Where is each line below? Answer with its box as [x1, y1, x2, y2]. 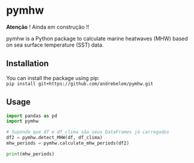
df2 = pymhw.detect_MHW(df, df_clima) [6, 135, 103, 141]
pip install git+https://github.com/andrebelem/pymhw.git [6, 81, 153, 87]
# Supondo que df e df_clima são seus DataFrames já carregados [6, 129, 170, 135]
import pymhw [6, 118, 39, 124]
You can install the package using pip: [6, 74, 100, 81]
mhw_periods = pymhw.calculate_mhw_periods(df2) [6, 140, 130, 146]
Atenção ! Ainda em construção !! [6, 23, 90, 30]
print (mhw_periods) [6, 150, 55, 157]
